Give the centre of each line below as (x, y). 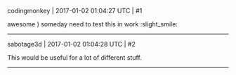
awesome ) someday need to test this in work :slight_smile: (92, 24)
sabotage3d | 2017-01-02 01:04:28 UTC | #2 (71, 44)
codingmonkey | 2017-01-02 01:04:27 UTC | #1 (75, 11)
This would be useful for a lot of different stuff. (74, 58)
